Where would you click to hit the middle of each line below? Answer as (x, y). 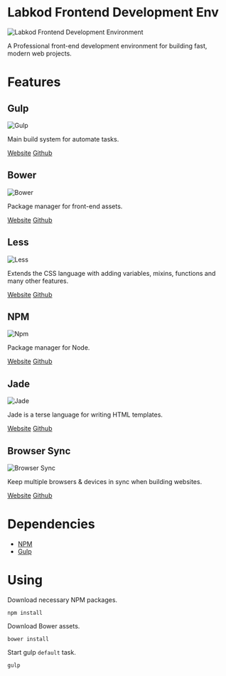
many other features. (38, 281)
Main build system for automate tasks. (63, 139)
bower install (28, 639)
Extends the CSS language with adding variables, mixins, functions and (112, 273)
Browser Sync (39, 451)
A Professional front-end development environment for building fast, (107, 45)
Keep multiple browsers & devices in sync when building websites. (105, 482)
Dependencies (51, 524)
